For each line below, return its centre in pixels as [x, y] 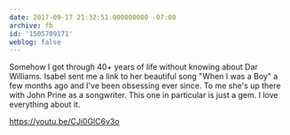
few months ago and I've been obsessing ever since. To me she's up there [145, 86]
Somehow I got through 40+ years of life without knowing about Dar [134, 67]
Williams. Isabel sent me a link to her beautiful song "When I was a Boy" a [144, 77]
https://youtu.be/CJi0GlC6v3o [64, 122]
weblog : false [35, 42]
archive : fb [31, 26]
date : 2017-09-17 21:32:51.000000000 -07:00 [93, 17]
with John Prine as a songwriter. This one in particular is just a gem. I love [144, 95]
